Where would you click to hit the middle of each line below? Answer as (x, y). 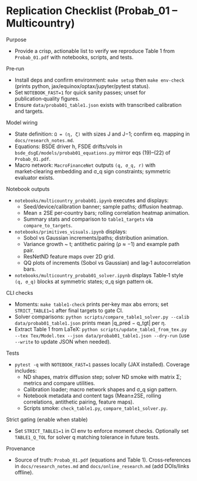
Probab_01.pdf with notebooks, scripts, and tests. (74, 57)
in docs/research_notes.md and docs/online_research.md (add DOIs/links (102, 466)
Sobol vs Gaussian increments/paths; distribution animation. (96, 238)
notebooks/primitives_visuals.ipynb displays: (71, 231)
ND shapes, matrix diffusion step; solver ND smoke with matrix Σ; (102, 376)
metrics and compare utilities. (59, 383)
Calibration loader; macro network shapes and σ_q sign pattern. (100, 389)
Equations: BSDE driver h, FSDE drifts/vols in (69, 146)
